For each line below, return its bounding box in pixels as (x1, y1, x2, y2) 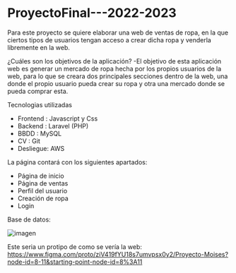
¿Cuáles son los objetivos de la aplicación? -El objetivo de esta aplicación (7, 56, 222, 65)
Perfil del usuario (17, 186, 68, 195)
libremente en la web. (7, 43, 71, 51)
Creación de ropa (17, 194, 69, 202)
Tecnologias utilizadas (7, 100, 73, 109)
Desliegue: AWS (17, 144, 65, 152)
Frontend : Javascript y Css (17, 114, 98, 123)
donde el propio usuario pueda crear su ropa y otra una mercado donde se (7, 79, 225, 87)
